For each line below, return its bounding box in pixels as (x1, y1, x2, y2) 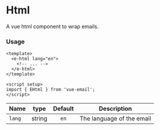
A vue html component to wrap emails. (6, 23, 99, 30)
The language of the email (79, 115, 152, 123)
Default (53, 105, 74, 113)
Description (99, 105, 133, 113)
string (31, 115, 48, 123)
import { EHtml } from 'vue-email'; (6, 87, 95, 93)
